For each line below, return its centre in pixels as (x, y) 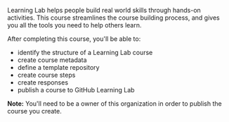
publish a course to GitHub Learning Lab (76, 90)
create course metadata (52, 60)
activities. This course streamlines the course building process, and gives (113, 18)
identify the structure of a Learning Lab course (85, 53)
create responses (43, 83)
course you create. (34, 111)
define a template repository (58, 67)
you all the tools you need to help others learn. (74, 25)
